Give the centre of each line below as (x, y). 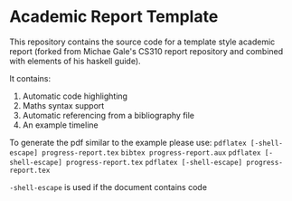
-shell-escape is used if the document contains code (108, 187)
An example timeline (60, 125)
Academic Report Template (114, 17)
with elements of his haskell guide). (75, 61)
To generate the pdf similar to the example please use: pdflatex (128, 142)
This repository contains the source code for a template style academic (142, 42)
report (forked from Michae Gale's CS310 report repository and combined (146, 51)
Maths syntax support (63, 105)
